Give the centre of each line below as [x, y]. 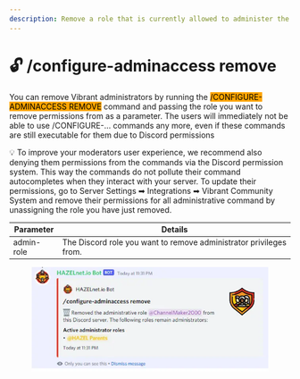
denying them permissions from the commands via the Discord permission [146, 162]
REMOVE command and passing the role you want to [166, 106]
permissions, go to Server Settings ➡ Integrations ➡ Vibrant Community [142, 190]
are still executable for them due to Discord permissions [112, 135]
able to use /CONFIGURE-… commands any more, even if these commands [147, 125]
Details [175, 230]
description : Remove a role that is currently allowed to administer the [150, 19]
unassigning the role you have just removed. [91, 209]
